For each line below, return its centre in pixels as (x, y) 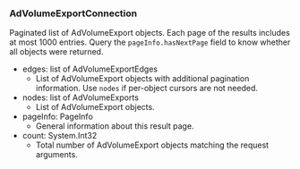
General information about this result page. (115, 126)
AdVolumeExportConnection (73, 13)
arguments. (56, 155)
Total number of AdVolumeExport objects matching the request (152, 145)
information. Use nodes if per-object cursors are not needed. (146, 89)
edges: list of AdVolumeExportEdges (90, 69)
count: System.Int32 (60, 136)
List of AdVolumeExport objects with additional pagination (142, 79)
